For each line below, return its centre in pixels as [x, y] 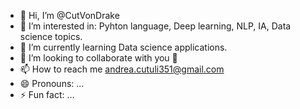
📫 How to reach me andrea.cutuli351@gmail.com [122, 69]
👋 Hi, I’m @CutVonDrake [69, 15]
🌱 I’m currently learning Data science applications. [123, 47]
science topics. [51, 36]
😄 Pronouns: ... [52, 83]
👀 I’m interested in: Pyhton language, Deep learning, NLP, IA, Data [155, 26]
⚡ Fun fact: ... [47, 94]
